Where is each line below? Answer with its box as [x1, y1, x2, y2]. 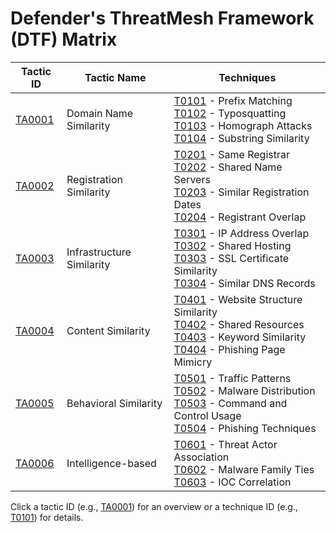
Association [173, 450, 230, 464]
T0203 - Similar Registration [173, 185, 310, 199]
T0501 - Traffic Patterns [173, 371, 292, 385]
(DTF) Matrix [10, 28, 118, 51]
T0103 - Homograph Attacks [173, 118, 313, 132]
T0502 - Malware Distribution [173, 383, 316, 397]
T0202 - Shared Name [173, 160, 283, 174]
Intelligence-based [66, 456, 157, 470]
